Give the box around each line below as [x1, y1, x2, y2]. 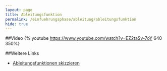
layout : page [5, 7, 33, 13]
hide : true [5, 21, 28, 27]
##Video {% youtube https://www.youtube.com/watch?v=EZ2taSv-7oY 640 [5, 35, 162, 41]
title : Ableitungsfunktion [5, 12, 62, 17]
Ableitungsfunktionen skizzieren [12, 60, 80, 66]
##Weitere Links [5, 50, 39, 56]
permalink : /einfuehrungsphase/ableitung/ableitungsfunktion [5, 17, 137, 22]
